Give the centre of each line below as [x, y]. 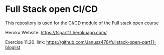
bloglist [13, 47]
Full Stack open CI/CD [51, 9]
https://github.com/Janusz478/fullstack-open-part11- [101, 42]
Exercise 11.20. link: [25, 42]
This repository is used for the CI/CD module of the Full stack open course [82, 23]
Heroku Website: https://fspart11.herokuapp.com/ [56, 32]
